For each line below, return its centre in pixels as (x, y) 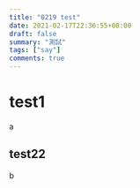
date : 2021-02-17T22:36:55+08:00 (70, 26)
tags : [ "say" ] (35, 50)
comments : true (37, 58)
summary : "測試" (37, 42)
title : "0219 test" (45, 17)
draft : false (33, 34)
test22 (27, 154)
